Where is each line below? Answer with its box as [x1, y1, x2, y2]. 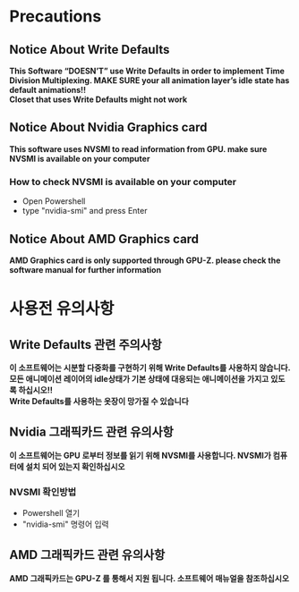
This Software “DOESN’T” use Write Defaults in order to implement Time [9, 65, 285, 76]
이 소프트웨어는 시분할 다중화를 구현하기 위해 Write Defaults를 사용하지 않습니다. [9, 362, 291, 373]
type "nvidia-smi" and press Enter [21, 206, 148, 216]
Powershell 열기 [21, 508, 81, 519]
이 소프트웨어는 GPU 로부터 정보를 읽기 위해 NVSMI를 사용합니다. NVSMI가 [9, 450, 271, 461]
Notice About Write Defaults [9, 42, 170, 57]
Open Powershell [21, 196, 86, 207]
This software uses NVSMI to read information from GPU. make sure [9, 143, 268, 154]
